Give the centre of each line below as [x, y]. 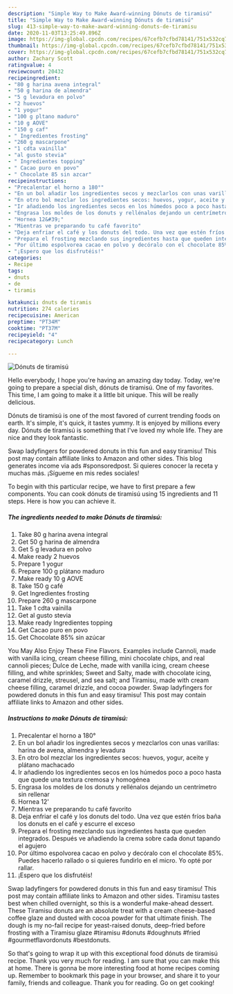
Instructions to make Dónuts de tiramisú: [68, 718]
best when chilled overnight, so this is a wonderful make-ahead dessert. [111, 903]
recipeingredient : [34, 78]
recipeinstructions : [38, 181]
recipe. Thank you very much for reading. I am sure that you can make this [114, 961]
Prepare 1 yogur [40, 564]
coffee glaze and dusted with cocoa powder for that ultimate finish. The [110, 918]
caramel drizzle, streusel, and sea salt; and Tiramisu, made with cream [109, 680]
